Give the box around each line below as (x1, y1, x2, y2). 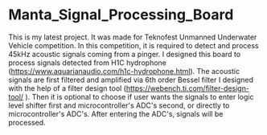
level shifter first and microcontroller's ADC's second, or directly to (8, 100, 230, 110)
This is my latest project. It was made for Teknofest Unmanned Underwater (8, 32, 257, 42)
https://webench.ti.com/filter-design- (125, 83, 249, 93)
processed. (8, 117, 46, 127)
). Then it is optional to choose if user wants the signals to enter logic (25, 92, 254, 101)
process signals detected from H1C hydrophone (8, 58, 166, 67)
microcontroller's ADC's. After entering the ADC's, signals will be (8, 108, 224, 118)
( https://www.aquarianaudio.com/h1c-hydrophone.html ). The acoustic (8, 66, 240, 76)
